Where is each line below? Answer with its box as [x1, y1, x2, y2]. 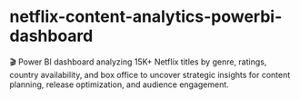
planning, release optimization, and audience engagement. [9, 79, 229, 90]
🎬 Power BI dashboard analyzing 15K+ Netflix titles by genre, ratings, [9, 56, 267, 67]
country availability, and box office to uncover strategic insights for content [9, 69, 291, 80]
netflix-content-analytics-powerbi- [9, 6, 283, 27]
